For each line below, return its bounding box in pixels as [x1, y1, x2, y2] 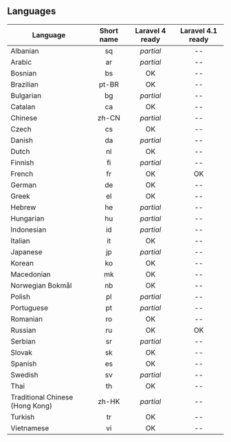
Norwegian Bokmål [10, 280, 72, 290]
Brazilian [10, 79, 39, 89]
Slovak [10, 347, 33, 357]
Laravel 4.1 [179, 25, 218, 35]
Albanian [10, 46, 39, 56]
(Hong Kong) [10, 401, 53, 410]
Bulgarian [10, 91, 42, 100]
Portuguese [10, 302, 49, 312]
